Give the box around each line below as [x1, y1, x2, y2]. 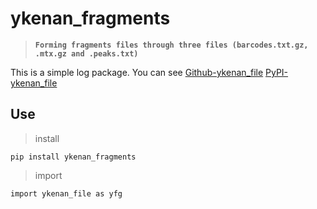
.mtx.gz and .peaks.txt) [34, 48, 139, 59]
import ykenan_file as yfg [10, 188, 123, 199]
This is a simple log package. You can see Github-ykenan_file [10, 66, 264, 78]
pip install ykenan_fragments [10, 152, 137, 162]
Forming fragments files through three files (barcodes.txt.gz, [34, 40, 309, 50]
